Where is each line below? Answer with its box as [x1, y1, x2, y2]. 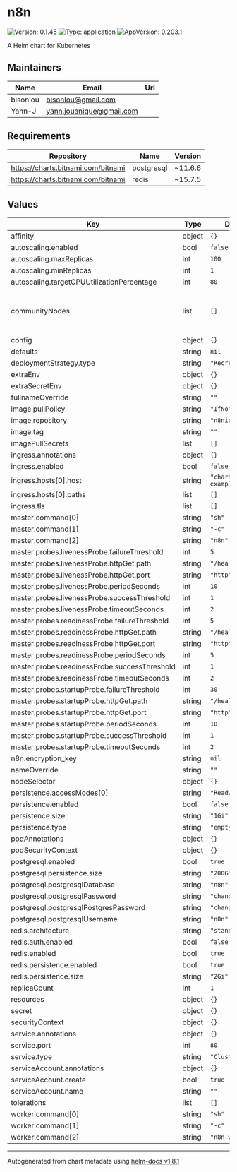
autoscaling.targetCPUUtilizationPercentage [11, 277, 157, 287]
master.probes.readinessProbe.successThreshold [11, 662, 176, 671]
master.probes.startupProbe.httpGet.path [11, 696, 148, 706]
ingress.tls [11, 501, 45, 511]
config [11, 335, 32, 345]
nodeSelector [11, 777, 56, 787]
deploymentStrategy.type [11, 358, 95, 368]
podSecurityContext [11, 845, 78, 855]
